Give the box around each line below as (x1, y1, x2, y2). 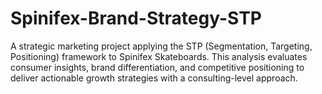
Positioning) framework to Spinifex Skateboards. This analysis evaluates (10, 50, 308, 62)
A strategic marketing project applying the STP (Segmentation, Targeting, (10, 40, 313, 52)
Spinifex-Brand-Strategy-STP (10, 7, 262, 30)
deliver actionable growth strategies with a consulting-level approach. (10, 72, 298, 84)
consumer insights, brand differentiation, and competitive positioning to (10, 61, 305, 73)
